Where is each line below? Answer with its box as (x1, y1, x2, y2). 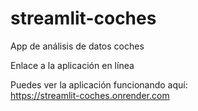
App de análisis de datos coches (10, 40, 145, 52)
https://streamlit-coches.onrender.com (10, 89, 170, 101)
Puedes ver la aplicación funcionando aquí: (10, 78, 188, 91)
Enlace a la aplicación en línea (10, 59, 135, 71)
